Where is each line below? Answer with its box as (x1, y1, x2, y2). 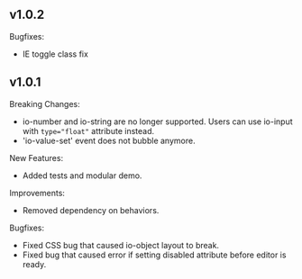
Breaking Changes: (9, 98, 81, 109)
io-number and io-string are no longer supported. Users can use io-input (22, 116, 293, 127)
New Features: (9, 152, 64, 163)
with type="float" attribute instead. (22, 125, 155, 136)
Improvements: (9, 187, 66, 198)
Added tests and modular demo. (22, 170, 142, 181)
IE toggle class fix (22, 49, 88, 59)
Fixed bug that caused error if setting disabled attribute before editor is (22, 249, 287, 260)
